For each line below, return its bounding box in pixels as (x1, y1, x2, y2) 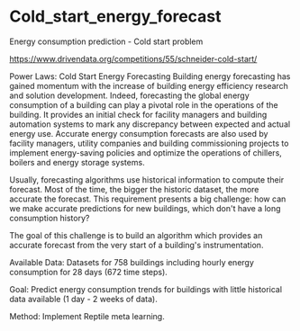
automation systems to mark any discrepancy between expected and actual (9, 119, 291, 130)
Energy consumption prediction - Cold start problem (9, 36, 204, 47)
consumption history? (9, 212, 90, 223)
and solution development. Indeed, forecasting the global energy (9, 90, 250, 101)
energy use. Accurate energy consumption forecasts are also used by (9, 128, 268, 139)
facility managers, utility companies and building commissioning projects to (9, 138, 289, 148)
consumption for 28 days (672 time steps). (9, 266, 168, 277)
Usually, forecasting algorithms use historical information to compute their (9, 174, 285, 185)
